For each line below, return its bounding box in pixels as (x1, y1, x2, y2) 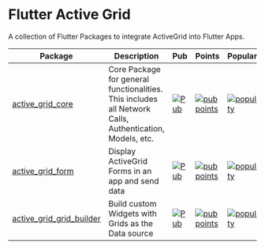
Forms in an (108, 165, 152, 176)
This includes (108, 93, 158, 104)
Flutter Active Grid (8, 6, 132, 24)
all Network (108, 103, 151, 114)
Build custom (108, 198, 157, 209)
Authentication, (108, 123, 165, 134)
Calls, (108, 113, 129, 124)
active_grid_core (12, 98, 73, 109)
